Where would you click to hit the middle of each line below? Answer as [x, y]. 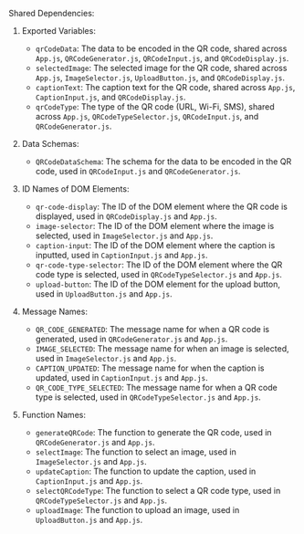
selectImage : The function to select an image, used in [136, 452]
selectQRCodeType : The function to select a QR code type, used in [158, 491]
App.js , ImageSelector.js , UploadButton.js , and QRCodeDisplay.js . [160, 78]
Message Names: [55, 311]
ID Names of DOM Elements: [75, 189]
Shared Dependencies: [52, 13]
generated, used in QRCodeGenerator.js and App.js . [131, 339]
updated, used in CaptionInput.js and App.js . [121, 377]
